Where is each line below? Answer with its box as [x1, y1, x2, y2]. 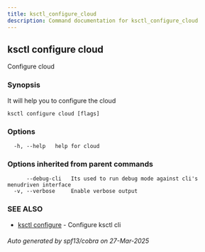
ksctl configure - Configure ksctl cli [17, 220, 121, 229]
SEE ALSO [7, 204, 43, 214]
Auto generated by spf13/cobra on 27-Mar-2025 [7, 236, 150, 246]
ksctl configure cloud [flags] [7, 110, 100, 117]
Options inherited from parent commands [7, 159, 154, 169]
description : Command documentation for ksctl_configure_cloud [7, 17, 199, 24]
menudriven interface [7, 182, 72, 189]
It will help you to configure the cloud [7, 96, 116, 105]
